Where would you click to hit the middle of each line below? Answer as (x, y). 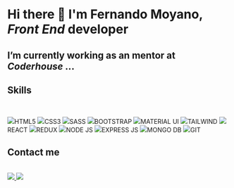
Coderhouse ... (41, 66)
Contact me (33, 152)
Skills (19, 90)
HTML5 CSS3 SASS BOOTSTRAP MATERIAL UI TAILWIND (116, 122)
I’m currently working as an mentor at (92, 55)
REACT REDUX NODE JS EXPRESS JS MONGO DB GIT (104, 130)
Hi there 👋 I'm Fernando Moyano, (105, 14)
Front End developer (68, 29)
